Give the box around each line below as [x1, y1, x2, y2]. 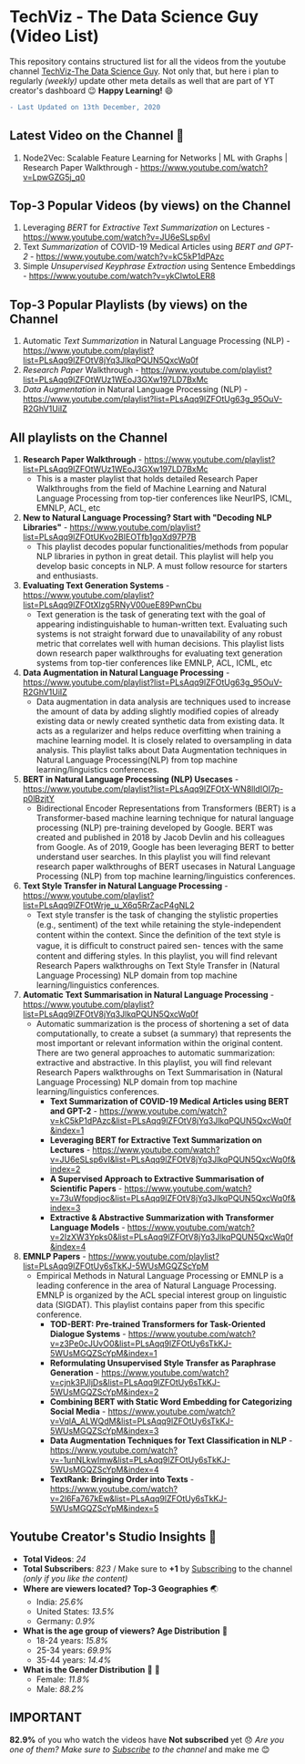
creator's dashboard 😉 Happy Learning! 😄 [9, 85, 174, 96]
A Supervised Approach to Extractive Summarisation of [49, 1174, 265, 1185]
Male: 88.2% [36, 1683, 85, 1694]
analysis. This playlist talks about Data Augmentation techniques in [36, 745, 288, 756]
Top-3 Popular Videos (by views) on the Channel [9, 198, 291, 213]
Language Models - [49, 1222, 126, 1233]
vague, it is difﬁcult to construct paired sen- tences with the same [36, 940, 284, 951]
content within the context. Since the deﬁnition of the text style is [36, 929, 281, 940]
